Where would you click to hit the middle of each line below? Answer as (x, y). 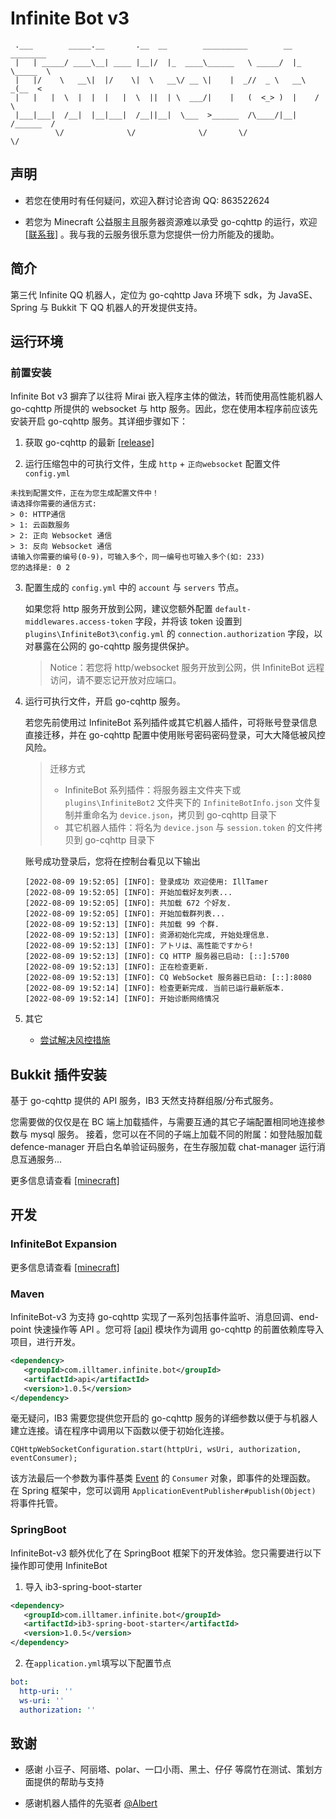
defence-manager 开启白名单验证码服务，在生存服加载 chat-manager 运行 (163, 1147)
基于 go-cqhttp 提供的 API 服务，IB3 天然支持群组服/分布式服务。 (144, 1101)
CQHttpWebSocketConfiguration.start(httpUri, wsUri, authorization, (156, 1450)
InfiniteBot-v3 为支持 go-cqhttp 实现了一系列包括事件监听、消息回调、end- (164, 1317)
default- (233, 610)
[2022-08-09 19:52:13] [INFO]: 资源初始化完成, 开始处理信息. (147, 935)
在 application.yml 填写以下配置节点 (98, 1663)
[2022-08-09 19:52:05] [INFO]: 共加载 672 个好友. (128, 903)
